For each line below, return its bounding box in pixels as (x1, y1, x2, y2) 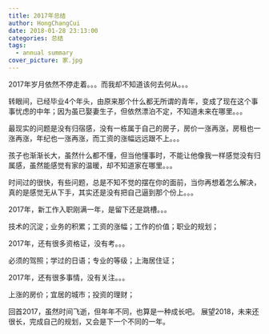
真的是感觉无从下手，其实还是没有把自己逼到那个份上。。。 (8, 187, 198, 197)
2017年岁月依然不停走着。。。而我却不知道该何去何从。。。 (8, 79, 192, 89)
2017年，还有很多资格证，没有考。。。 (8, 238, 130, 248)
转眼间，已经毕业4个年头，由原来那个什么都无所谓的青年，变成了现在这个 (8, 96, 252, 106)
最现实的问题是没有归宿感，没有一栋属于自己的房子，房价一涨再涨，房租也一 (8, 123, 261, 133)
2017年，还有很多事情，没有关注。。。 (8, 272, 130, 282)
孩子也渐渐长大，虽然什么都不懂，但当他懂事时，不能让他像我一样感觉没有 (8, 150, 254, 160)
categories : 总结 (8, 34, 64, 42)
